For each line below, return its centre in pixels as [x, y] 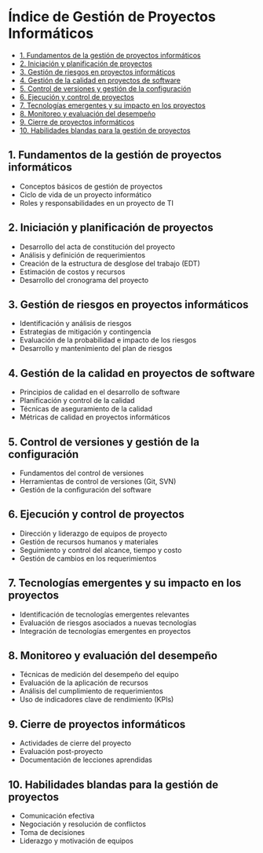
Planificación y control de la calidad [77, 401]
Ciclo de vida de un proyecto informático [85, 194]
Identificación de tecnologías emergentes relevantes [104, 614]
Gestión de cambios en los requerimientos [88, 558]
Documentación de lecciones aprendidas [86, 760]
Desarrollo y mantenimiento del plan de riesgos [96, 349]
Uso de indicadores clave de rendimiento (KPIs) [97, 700]
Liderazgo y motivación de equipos [76, 841]
